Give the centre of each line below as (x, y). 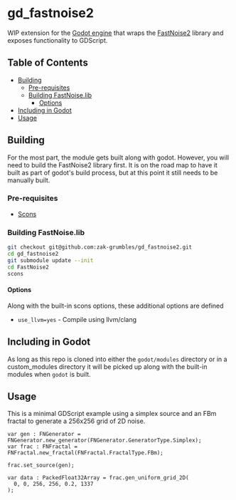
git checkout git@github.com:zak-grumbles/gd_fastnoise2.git (100, 247)
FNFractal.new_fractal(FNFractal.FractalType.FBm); (85, 453)
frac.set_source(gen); (41, 465)
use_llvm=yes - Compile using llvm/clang (77, 319)
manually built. (29, 180)
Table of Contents (48, 63)
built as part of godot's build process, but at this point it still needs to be (113, 172)
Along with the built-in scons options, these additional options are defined (116, 306)
